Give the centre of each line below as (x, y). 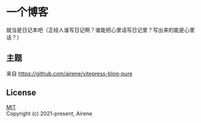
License (21, 93)
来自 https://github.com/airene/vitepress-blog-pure (69, 73)
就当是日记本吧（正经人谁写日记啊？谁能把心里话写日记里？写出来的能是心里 (100, 30)
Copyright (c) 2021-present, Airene (49, 113)
